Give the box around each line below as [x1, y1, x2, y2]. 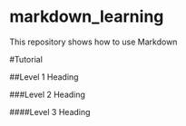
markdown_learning [9, 6, 164, 27]
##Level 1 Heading [9, 71, 79, 82]
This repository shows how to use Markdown [9, 36, 178, 47]
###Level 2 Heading [9, 89, 86, 100]
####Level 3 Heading [9, 106, 91, 117]
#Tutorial [9, 53, 44, 64]
